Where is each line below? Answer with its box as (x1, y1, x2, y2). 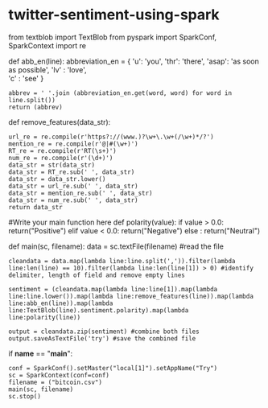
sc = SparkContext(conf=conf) (8, 371, 110, 379)
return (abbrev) (8, 103, 63, 111)
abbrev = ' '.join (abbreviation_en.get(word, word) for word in (8, 89, 232, 97)
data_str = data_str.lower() (8, 175, 106, 183)
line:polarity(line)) (8, 313, 81, 321)
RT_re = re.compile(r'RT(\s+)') (8, 146, 117, 155)
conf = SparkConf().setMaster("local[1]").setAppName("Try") (8, 364, 218, 372)
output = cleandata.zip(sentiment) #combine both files (8, 328, 200, 336)
